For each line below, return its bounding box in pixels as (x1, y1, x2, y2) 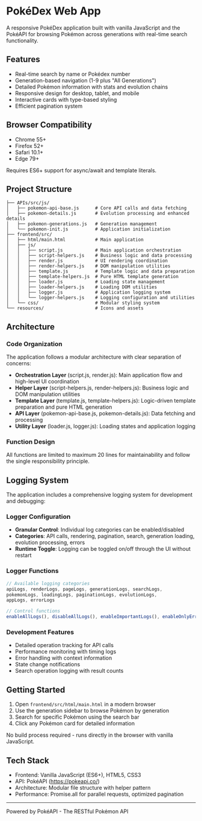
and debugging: (6, 498, 46, 505)
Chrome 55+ (14, 135, 46, 143)
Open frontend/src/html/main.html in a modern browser (14, 701, 156, 708)
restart (14, 552, 32, 559)
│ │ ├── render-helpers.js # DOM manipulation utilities (6, 263, 171, 269)
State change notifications (14, 661, 81, 668)
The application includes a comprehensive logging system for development (6, 491, 193, 498)
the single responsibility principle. (6, 457, 90, 465)
